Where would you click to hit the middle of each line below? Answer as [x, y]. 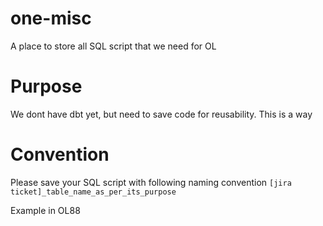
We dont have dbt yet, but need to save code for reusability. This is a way [161, 114]
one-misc [51, 18]
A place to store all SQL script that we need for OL [113, 46]
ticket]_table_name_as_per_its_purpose [93, 192]
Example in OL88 [45, 210]
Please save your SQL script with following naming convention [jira [151, 182]
